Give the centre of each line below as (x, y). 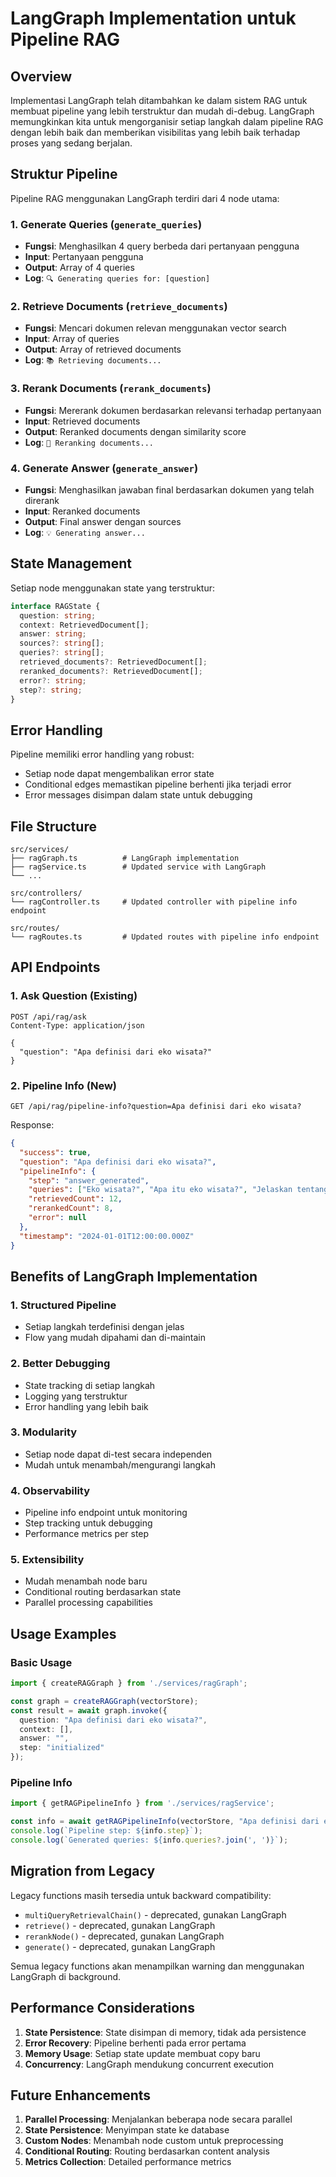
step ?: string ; (51, 690)
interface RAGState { (55, 606)
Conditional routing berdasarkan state (103, 1592)
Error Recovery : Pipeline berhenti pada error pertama (135, 2043)
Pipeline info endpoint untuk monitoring (106, 1513)
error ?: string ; (53, 680)
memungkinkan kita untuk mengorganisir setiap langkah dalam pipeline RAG (167, 121)
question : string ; (58, 615)
